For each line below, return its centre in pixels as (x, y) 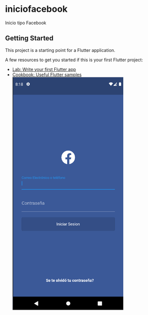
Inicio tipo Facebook (26, 23)
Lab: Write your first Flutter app (44, 69)
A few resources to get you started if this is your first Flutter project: (74, 60)
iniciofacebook (37, 9)
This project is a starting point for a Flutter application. (60, 50)
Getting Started (29, 38)
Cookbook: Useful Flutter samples (47, 75)
